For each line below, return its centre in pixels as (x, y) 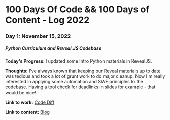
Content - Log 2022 (47, 20)
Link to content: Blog (27, 112)
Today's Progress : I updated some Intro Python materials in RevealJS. (79, 61)
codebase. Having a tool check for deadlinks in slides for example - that (80, 87)
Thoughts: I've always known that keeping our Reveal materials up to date (83, 71)
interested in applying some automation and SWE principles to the (74, 82)
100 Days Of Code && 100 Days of (77, 9)
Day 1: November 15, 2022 (38, 36)
